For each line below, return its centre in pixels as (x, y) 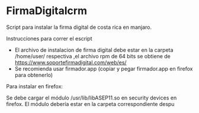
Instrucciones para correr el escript (49, 38)
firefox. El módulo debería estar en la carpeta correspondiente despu (90, 104)
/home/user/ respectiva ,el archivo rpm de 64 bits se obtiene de (92, 56)
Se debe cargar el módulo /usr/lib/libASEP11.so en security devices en (92, 98)
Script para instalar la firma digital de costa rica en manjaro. (79, 27)
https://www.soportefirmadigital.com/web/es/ (70, 62)
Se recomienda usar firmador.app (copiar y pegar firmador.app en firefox (104, 68)
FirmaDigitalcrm (47, 11)
